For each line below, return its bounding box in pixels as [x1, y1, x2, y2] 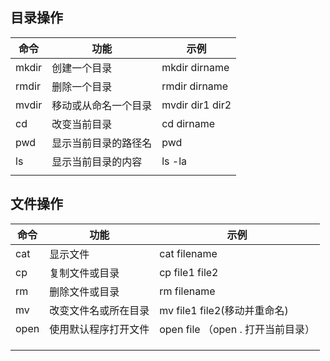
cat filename [159, 246, 218, 260]
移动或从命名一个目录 [51, 98, 153, 112]
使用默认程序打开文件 [49, 322, 150, 336]
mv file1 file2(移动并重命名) [159, 303, 289, 317]
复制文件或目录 [49, 266, 120, 280]
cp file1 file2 [159, 265, 219, 279]
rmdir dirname [161, 79, 229, 93]
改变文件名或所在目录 [49, 303, 150, 317]
